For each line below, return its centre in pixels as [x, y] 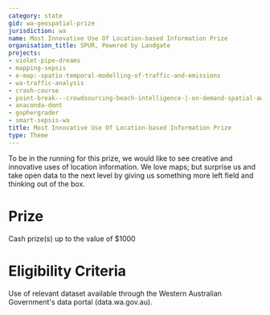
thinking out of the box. [47, 184]
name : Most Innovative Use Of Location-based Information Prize [118, 38]
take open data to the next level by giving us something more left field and [131, 175]
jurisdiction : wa [37, 31]
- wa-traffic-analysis [46, 83]
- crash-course [34, 90]
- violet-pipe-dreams [45, 61]
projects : [25, 53]
